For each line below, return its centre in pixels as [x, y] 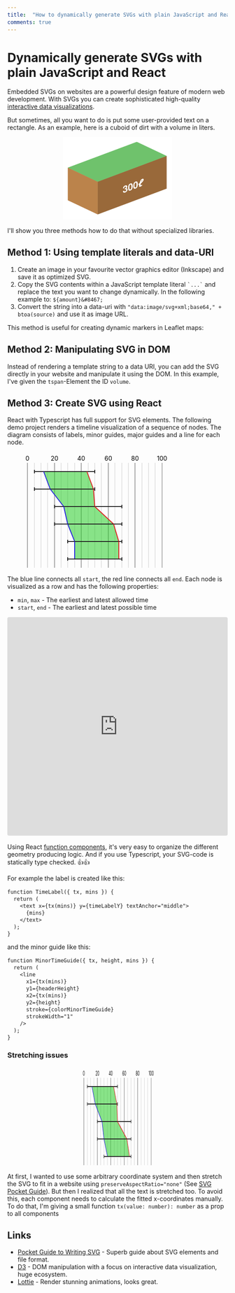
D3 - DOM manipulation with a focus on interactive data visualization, [117, 1267]
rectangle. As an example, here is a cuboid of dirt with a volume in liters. [111, 128]
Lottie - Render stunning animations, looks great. [88, 1282]
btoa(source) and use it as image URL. [73, 314]
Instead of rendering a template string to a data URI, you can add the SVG [113, 366]
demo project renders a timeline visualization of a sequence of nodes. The [114, 427]
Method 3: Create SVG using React [85, 403]
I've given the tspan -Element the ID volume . [69, 381]
